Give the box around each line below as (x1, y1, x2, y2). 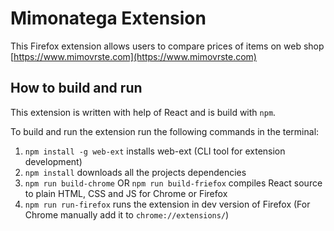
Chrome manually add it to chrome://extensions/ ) (24, 208, 230, 221)
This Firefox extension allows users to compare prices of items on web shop (10, 40, 325, 52)
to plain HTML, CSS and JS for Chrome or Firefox (24, 187, 228, 199)
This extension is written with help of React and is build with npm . (10, 106, 277, 118)
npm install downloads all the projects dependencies (24, 166, 247, 178)
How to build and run (10, 80, 143, 97)
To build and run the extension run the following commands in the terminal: (10, 125, 320, 137)
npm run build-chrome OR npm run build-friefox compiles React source (24, 177, 323, 189)
